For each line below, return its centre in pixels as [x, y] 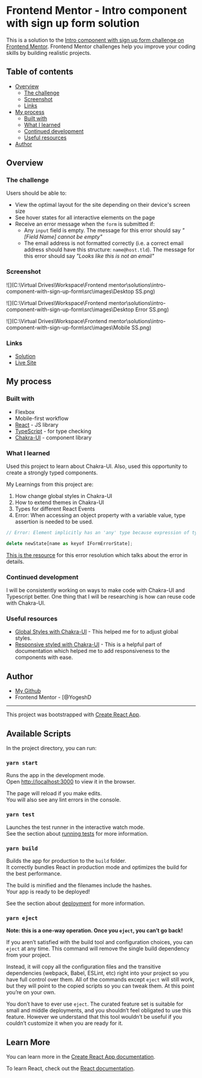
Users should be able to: [37, 193]
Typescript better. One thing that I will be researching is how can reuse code [101, 597]
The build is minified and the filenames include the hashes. [79, 885]
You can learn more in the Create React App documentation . [81, 1056]
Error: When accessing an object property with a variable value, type [100, 515]
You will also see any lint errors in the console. [64, 800]
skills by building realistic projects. [49, 52]
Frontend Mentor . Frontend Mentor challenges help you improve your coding [101, 46]
